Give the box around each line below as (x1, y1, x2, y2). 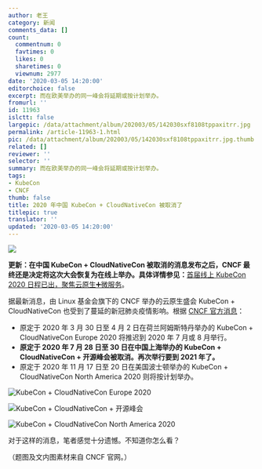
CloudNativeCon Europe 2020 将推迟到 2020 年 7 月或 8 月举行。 (19, 333, 231, 342)
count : (8, 33, 30, 42)
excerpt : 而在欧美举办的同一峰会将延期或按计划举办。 (8, 92, 163, 100)
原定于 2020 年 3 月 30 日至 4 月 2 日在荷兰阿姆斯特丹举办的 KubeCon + (19, 323, 253, 332)
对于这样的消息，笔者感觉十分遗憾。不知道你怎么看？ (8, 436, 180, 445)
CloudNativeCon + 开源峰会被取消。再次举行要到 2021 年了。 (19, 352, 220, 362)
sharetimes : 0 (15, 63, 61, 71)
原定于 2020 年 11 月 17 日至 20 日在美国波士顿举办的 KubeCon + (19, 362, 229, 371)
